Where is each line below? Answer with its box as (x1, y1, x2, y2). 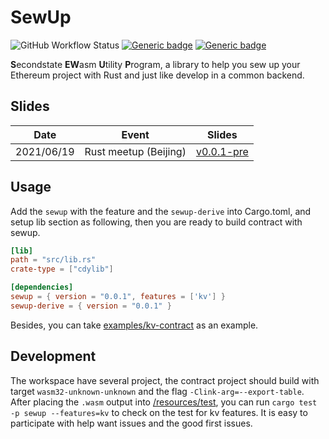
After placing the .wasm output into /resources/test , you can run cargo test (10, 396, 318, 408)
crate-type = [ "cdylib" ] (10, 264, 114, 275)
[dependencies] (10, 282, 74, 293)
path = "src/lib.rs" (10, 255, 97, 265)
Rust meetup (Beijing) (84, 144, 187, 158)
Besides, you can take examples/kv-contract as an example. (10, 319, 259, 331)
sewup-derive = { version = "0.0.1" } (10, 301, 172, 311)
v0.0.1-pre (195, 144, 249, 158)
